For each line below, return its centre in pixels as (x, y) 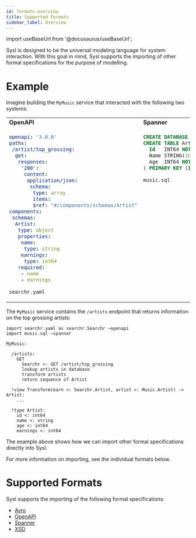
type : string (42, 249)
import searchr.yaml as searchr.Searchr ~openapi (68, 328)
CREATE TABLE (161, 143)
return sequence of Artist (54, 380)
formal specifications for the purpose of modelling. (67, 63)
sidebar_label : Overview (36, 22)
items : (42, 199)
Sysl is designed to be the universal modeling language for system (86, 50)
